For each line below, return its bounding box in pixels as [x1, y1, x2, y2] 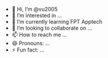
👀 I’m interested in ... [11, 12, 62, 19]
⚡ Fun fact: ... [11, 46, 45, 53]
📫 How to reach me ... [11, 31, 67, 38]
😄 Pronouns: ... [11, 40, 50, 47]
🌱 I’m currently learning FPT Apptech [11, 18, 103, 25]
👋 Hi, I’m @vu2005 [11, 6, 58, 12]
